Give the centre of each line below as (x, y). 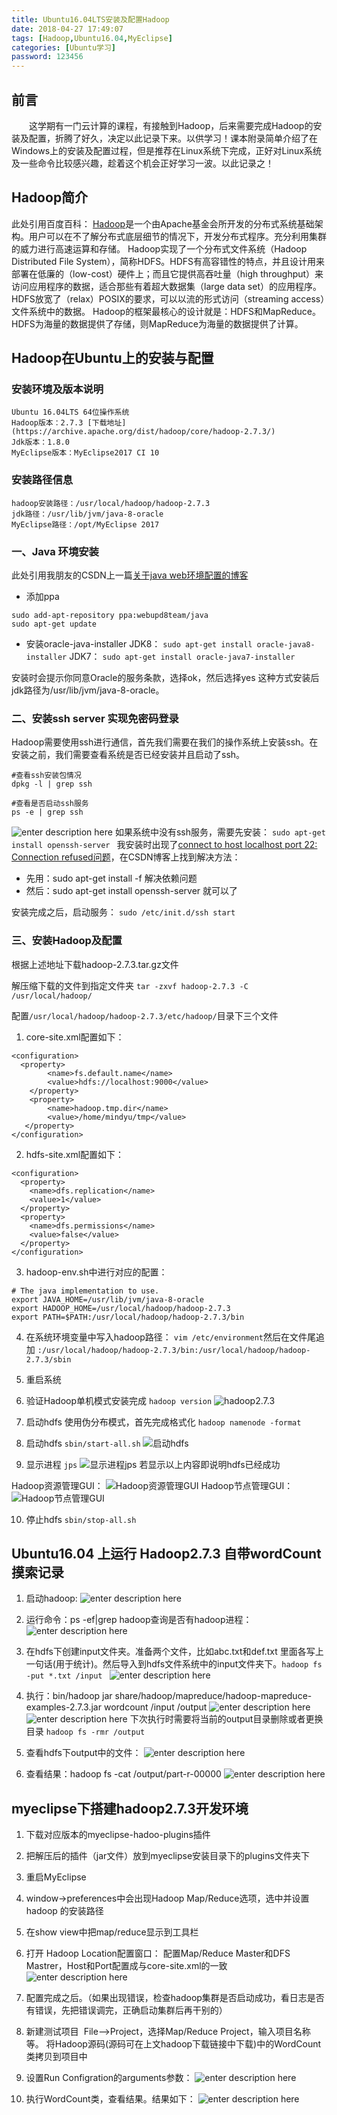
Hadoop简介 (50, 197)
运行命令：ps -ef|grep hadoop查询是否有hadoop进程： (139, 1620)
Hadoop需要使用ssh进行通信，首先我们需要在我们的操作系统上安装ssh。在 (165, 742)
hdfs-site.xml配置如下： (75, 1154)
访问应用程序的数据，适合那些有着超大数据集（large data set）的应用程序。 (166, 286)
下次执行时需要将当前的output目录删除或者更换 (226, 1719)
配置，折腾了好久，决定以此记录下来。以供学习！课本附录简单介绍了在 (173, 138)
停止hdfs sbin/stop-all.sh (81, 1519)
